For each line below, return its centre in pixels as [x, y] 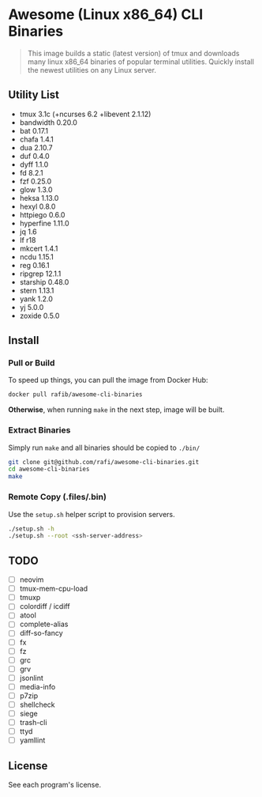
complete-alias [44, 624]
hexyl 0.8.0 [37, 206]
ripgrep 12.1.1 [40, 274]
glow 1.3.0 [36, 189]
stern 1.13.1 [37, 290]
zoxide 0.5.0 [39, 315]
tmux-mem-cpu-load [54, 589]
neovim [32, 580]
